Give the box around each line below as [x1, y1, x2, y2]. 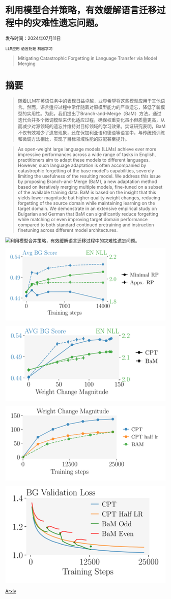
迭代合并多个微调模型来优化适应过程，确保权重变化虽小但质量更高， [17, 116, 161, 123]
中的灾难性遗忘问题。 [14, 17, 104, 29]
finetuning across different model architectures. [17, 227, 118, 233]
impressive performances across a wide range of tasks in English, [17, 151, 156, 158]
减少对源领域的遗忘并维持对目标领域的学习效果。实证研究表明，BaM [22, 123, 166, 129]
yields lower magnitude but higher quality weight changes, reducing [17, 194, 160, 201]
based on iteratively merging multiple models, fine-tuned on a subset [17, 184, 163, 190]
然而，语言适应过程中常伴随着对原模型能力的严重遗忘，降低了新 [26, 104, 161, 110]
